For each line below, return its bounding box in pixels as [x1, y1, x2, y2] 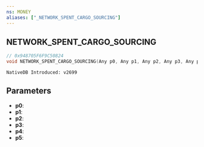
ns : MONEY [6, 8, 32, 15]
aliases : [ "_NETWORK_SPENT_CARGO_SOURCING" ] [6, 15, 121, 21]
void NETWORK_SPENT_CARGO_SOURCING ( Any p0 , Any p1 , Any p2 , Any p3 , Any [6, 59, 194, 65]
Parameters [6, 86, 52, 96]
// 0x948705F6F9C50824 [6, 53, 64, 59]
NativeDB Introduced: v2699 [6, 70, 78, 76]
